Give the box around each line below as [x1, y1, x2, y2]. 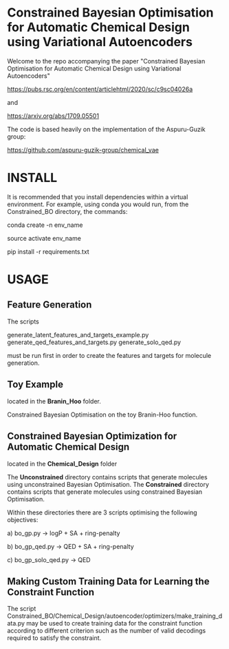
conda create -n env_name [7, 221, 83, 229]
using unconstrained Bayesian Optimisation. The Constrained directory [7, 480, 210, 488]
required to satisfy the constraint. [7, 634, 102, 642]
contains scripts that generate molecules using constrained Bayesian [7, 488, 203, 496]
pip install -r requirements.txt [7, 247, 89, 256]
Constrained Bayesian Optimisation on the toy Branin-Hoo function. [7, 410, 198, 419]
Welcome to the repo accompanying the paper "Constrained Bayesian [7, 57, 206, 65]
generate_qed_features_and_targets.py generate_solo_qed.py [7, 338, 181, 346]
